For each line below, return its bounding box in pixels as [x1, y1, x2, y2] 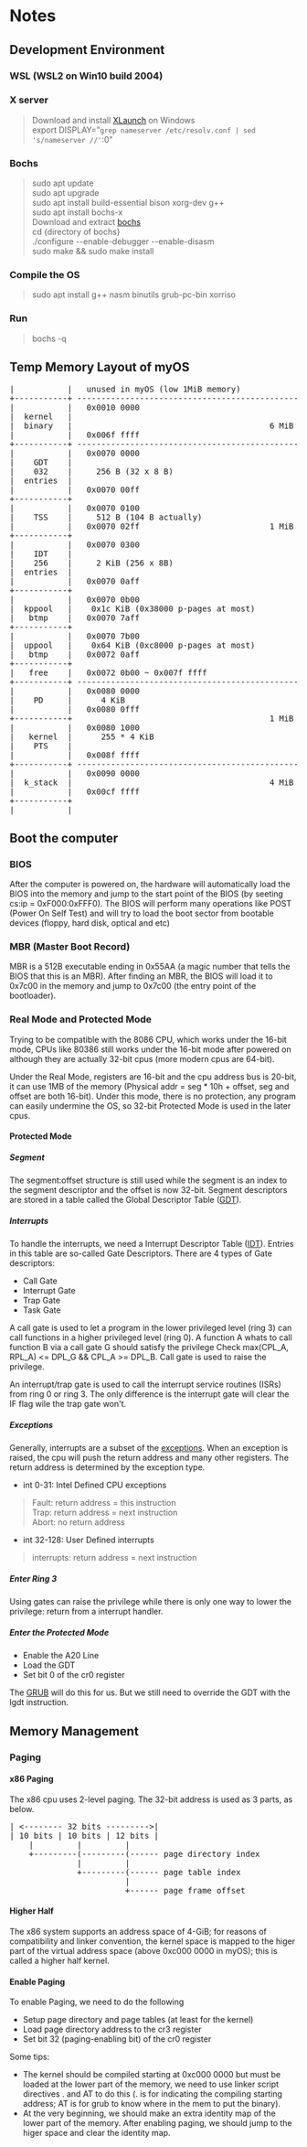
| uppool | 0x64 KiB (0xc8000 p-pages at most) [9, 639, 256, 650]
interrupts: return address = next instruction [31, 1552, 197, 1563]
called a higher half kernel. [9, 1955, 110, 1966]
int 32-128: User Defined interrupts [22, 1534, 155, 1546]
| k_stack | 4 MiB [9, 777, 294, 788]
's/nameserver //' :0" [31, 134, 113, 145]
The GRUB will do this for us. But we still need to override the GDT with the [9, 1687, 291, 1698]
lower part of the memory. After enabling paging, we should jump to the [22, 2118, 292, 2129]
